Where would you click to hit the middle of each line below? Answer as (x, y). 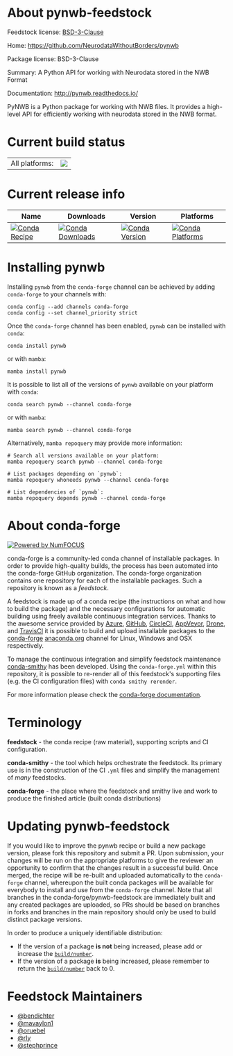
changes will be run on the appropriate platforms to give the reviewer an (110, 860)
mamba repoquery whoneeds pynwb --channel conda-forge (88, 480)
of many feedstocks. (37, 777)
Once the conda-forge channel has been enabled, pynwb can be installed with (116, 326)
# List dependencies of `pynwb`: (55, 492)
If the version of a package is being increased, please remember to (113, 961)
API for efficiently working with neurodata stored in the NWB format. (119, 114)
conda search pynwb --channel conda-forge (69, 404)
